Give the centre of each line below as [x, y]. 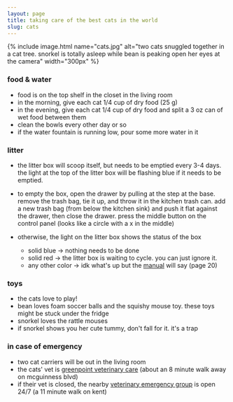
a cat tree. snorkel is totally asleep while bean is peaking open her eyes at [114, 54]
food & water [29, 80]
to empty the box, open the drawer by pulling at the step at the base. [116, 194]
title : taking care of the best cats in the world [83, 20]
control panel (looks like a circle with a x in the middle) [96, 223]
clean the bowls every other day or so [72, 124]
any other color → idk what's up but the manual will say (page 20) [123, 265]
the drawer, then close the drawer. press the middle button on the [112, 216]
